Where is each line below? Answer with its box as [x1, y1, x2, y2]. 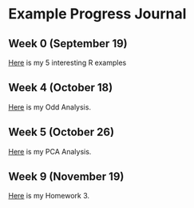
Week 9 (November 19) [8, 170, 125, 184]
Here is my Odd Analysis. [8, 102, 92, 112]
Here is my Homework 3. [8, 191, 90, 201]
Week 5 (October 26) [8, 126, 114, 139]
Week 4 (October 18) [8, 81, 113, 94]
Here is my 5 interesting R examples [8, 58, 127, 67]
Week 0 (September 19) [8, 37, 128, 50]
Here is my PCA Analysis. [8, 146, 92, 156]
